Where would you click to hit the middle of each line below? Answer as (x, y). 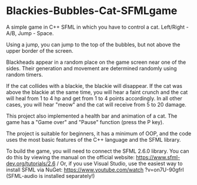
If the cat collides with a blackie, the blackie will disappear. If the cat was (94, 85)
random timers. (24, 74)
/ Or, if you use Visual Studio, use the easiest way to (120, 163)
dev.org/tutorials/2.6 (31, 163)
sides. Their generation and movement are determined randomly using (92, 68)
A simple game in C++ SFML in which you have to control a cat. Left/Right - (98, 27)
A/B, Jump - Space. (30, 33)
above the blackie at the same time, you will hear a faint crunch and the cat (97, 92)
